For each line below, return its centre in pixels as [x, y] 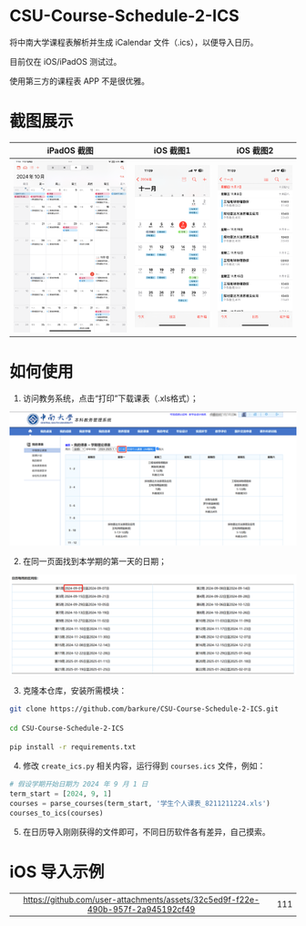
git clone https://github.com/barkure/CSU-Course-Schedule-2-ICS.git [144, 709]
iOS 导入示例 [57, 872]
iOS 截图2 [255, 150]
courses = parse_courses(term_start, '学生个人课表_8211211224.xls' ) [140, 804]
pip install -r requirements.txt [73, 747]
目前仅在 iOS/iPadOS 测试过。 [66, 61]
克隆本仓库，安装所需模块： [75, 690]
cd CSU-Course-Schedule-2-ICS [67, 728]
